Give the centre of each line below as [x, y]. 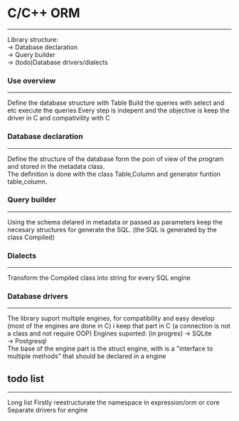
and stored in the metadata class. [56, 166]
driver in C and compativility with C [59, 118]
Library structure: [33, 39]
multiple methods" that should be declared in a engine [87, 356]
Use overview [32, 80]
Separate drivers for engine [48, 410]
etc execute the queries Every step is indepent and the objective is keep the [118, 110]
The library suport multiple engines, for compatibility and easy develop [111, 318]
